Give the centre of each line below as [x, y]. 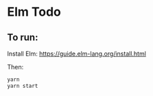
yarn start [23, 86]
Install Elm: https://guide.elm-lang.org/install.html [76, 53]
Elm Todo [34, 12]
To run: [23, 37]
